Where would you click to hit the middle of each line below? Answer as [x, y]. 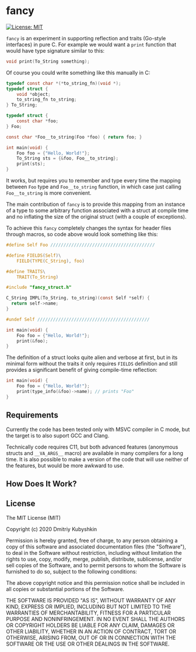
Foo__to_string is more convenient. [49, 193]
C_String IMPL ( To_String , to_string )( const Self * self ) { [78, 298]
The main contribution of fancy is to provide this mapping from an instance [96, 204]
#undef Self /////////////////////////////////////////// [78, 319]
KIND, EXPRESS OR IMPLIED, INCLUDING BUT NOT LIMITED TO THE [89, 606]
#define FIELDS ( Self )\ [34, 256]
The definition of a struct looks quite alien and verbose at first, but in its [92, 357]
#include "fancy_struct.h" [39, 288]
